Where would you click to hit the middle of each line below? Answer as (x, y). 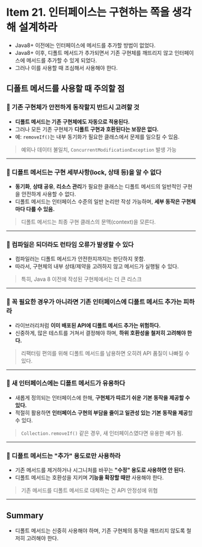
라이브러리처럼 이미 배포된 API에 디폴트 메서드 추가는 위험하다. (88, 325)
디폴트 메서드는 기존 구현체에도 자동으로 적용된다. (72, 122)
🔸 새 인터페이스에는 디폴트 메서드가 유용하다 (66, 383)
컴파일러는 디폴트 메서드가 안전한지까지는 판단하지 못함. (80, 259)
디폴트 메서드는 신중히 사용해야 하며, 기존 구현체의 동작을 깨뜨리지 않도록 (100, 530)
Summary (25, 515)
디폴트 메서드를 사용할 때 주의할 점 (66, 89)
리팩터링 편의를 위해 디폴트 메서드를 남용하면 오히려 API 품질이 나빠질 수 (105, 353)
